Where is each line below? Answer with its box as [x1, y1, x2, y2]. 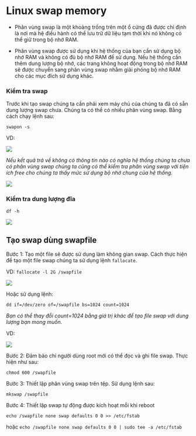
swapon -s [6, 124, 30, 130]
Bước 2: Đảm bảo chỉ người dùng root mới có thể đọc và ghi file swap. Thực [6, 352, 188, 359]
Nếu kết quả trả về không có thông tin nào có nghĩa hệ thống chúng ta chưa [6, 157, 190, 164]
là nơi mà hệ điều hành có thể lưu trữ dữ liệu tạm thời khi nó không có [14, 29, 182, 36]
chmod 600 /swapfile [6, 370, 57, 376]
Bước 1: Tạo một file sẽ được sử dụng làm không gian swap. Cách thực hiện [6, 251, 187, 258]
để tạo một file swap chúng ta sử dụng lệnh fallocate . [6, 257, 137, 264]
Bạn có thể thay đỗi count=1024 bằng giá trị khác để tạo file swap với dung [6, 312, 189, 319]
